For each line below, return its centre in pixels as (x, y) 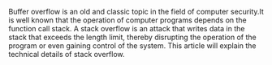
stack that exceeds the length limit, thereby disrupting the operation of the (133, 37)
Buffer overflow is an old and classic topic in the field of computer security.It (136, 12)
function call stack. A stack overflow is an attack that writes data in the (127, 28)
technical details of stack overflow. (67, 54)
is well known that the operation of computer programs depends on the (128, 20)
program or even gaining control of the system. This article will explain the (132, 46)
